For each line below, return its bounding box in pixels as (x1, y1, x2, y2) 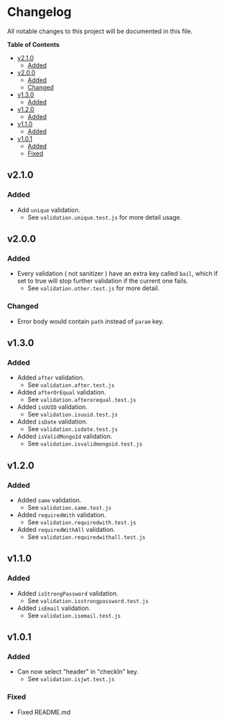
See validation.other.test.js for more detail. (27, 284, 160, 292)
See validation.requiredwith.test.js (27, 517, 137, 526)
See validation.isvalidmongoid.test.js (27, 439, 143, 448)
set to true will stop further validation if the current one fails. (17, 277, 188, 285)
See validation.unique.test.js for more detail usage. (27, 213, 182, 221)
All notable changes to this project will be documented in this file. (7, 27, 193, 35)
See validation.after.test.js (27, 381, 115, 389)
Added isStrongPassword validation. (17, 589, 119, 598)
